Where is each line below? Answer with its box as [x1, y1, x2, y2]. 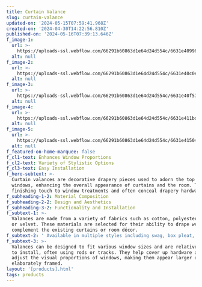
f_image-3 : [6, 82, 34, 88]
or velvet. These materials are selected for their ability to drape [11, 221, 189, 227]
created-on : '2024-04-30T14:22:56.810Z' [6, 25, 109, 32]
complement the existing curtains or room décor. [11, 227, 138, 233]
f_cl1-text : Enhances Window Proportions [6, 154, 112, 160]
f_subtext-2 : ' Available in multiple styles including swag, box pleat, [6, 232, 195, 238]
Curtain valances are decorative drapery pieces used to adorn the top [11, 177, 195, 183]
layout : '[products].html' [6, 266, 74, 273]
